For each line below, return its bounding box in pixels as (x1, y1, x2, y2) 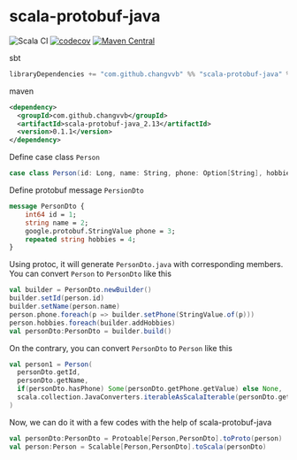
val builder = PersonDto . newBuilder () (9, 286, 152, 295)
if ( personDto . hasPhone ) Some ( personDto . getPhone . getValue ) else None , (17, 385, 283, 394)
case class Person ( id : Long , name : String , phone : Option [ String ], (9, 169, 263, 178)
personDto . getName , (17, 376, 89, 386)
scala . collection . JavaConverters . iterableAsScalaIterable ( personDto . (17, 393, 278, 402)
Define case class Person (9, 152, 100, 163)
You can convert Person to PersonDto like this (9, 268, 172, 280)
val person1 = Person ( (9, 360, 93, 369)
